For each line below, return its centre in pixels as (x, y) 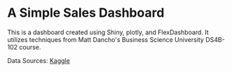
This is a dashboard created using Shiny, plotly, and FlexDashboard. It (108, 32)
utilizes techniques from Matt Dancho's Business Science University (106, 39)
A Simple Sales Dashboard (86, 13)
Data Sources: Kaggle (39, 60)
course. (30, 47)
